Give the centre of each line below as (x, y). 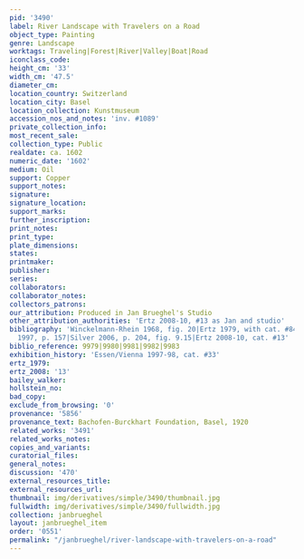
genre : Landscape (42, 43)
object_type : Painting (52, 34)
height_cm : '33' (40, 69)
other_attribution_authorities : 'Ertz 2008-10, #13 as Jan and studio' (147, 321)
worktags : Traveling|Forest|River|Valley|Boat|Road (109, 52)
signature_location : (48, 203)
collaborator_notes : (48, 295)
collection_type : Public (56, 144)
